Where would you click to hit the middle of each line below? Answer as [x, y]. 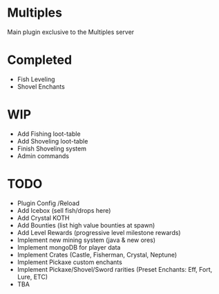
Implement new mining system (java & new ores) [86, 240]
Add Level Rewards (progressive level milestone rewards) [99, 232]
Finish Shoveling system [51, 148]
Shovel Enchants [41, 86]
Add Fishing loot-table [49, 134]
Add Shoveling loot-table [53, 141]
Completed [40, 60]
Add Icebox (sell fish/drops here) [64, 210]
